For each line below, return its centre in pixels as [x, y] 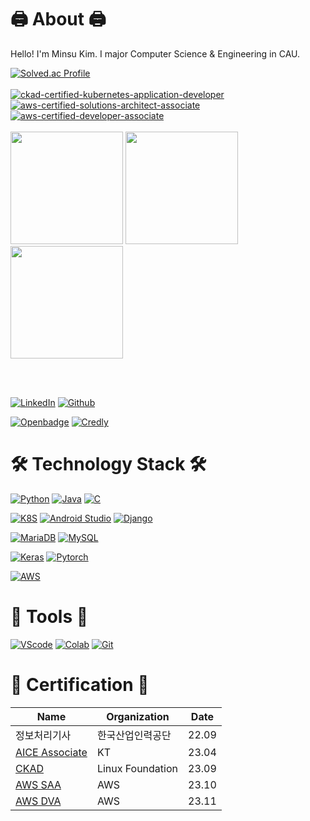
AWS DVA [38, 801]
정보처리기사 [43, 735]
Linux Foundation [137, 768]
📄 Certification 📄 [80, 685]
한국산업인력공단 [134, 735]
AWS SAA [38, 784]
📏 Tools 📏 [49, 617]
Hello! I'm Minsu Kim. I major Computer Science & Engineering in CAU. [155, 53]
